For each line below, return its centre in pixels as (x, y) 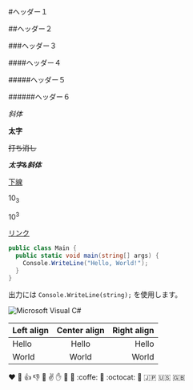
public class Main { (43, 248)
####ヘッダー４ (35, 63)
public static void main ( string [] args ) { (87, 256)
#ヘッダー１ (28, 12)
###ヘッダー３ (33, 46)
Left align (31, 330)
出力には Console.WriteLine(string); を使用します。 (95, 294)
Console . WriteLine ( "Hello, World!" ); (86, 263)
